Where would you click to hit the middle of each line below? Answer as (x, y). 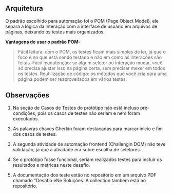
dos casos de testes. (35, 134)
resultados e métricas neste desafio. (51, 165)
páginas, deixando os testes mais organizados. (55, 32)
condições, (25, 113)
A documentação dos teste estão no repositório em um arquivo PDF (84, 175)
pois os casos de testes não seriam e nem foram (89, 113)
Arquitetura (24, 8)
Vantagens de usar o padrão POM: (43, 42)
